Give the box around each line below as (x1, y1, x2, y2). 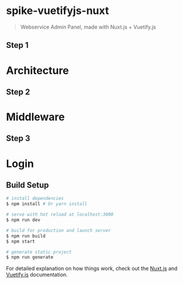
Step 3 (6, 133, 30, 144)
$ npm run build (6, 233, 46, 239)
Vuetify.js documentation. (6, 271, 68, 278)
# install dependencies (6, 196, 64, 202)
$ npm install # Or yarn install (6, 201, 88, 207)
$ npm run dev (6, 217, 41, 223)
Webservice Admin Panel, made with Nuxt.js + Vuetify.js (20, 23, 156, 30)
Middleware (6, 110, 65, 124)
